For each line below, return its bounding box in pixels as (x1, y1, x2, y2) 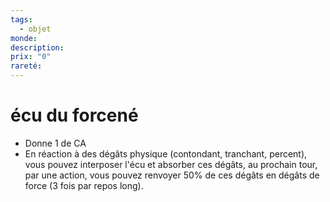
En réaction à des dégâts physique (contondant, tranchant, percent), (24, 147, 308, 160)
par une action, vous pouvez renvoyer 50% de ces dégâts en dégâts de (24, 169, 320, 181)
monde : (10, 33, 38, 43)
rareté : (10, 61, 43, 71)
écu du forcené (10, 104, 139, 127)
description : (10, 42, 65, 53)
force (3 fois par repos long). (24, 179, 144, 191)
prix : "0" (10, 52, 52, 62)
